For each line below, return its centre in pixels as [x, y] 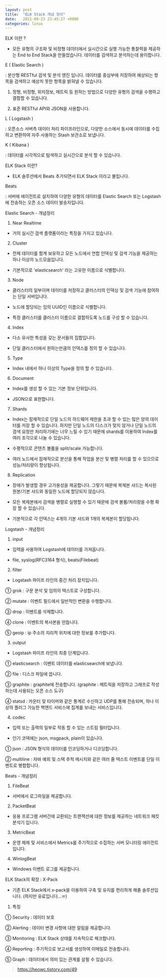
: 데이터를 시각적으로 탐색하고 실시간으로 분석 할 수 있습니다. [63, 155]
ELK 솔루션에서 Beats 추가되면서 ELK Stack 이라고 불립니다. [71, 176]
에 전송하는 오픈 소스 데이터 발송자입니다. [45, 203]
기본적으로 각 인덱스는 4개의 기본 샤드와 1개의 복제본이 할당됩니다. [76, 519]
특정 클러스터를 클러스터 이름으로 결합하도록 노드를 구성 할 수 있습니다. [80, 317]
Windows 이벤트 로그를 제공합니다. [46, 869]
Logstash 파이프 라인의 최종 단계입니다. [51, 653]
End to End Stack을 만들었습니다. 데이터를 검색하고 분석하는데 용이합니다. [89, 55]
